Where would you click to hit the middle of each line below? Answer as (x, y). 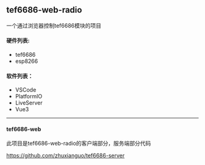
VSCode (26, 90)
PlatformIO (29, 97)
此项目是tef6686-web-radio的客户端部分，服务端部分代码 (79, 144)
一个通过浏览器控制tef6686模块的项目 (54, 25)
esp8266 (27, 61)
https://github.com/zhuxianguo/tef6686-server (66, 156)
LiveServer (29, 103)
